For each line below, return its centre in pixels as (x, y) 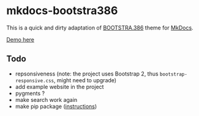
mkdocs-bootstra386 (62, 11)
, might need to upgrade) (85, 80)
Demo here (21, 39)
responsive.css (35, 80)
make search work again (46, 99)
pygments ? (30, 93)
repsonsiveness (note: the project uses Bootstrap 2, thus (87, 74)
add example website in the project (59, 87)
